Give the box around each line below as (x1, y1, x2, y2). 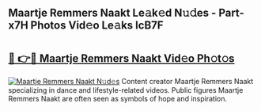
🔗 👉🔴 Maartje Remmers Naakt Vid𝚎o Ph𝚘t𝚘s (8, 52, 235, 65)
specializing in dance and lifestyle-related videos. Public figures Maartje (8, 86, 244, 94)
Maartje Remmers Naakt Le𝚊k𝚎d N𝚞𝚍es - (8, 6, 217, 20)
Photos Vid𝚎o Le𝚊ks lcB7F (30, 19, 164, 33)
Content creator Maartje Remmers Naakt (121, 77, 254, 86)
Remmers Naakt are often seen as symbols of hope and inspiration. (8, 94, 228, 103)
